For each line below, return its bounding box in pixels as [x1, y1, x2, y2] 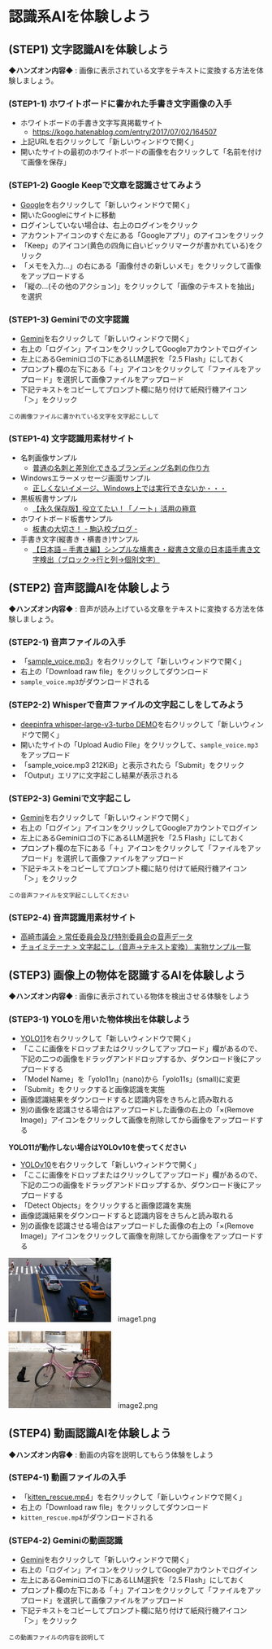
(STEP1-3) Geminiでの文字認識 [8, 314, 130, 325]
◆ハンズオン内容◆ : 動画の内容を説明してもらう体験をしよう [8, 1449, 214, 1459]
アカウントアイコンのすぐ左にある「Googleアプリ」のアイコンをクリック [19, 230, 265, 240]
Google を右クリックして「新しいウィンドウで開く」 [19, 200, 194, 209]
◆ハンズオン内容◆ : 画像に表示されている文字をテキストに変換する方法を [8, 66, 257, 75]
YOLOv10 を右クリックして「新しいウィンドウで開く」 [19, 1160, 201, 1169]
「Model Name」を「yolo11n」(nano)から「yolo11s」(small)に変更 [19, 1074, 241, 1084]
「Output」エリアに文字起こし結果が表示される [19, 770, 179, 780]
